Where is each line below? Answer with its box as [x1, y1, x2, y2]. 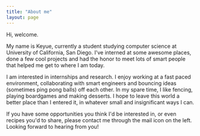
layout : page [6, 14, 39, 20]
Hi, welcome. [6, 31, 39, 38]
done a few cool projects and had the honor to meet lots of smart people [6, 55, 186, 62]
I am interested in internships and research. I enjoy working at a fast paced [6, 73, 191, 80]
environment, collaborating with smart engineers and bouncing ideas [6, 79, 177, 87]
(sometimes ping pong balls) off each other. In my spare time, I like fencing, [6, 86, 193, 93]
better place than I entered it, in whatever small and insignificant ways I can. [6, 98, 195, 105]
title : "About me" [6, 8, 52, 15]
